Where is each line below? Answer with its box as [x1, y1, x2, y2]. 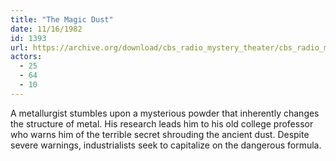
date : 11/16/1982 [10, 24, 83, 34]
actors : [10, 52, 43, 62]
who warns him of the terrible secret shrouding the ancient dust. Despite [10, 128, 310, 140]
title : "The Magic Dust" [10, 14, 114, 25]
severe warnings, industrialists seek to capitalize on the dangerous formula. [10, 139, 322, 151]
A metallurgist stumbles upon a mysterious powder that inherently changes [10, 107, 320, 119]
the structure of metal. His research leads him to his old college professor [10, 117, 314, 130]
